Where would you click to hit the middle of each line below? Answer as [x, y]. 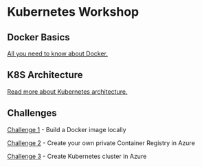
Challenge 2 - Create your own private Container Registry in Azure [101, 143]
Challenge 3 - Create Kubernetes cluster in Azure [77, 156]
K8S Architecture [45, 75]
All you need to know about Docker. [58, 53]
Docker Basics [38, 37]
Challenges [32, 113]
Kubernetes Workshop [73, 12]
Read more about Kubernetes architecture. [67, 91]
